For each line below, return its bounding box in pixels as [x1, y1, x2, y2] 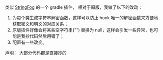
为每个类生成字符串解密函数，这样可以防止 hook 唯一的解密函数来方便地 [12, 15, 159, 21]
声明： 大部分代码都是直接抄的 [5, 50, 67, 56]
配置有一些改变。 [12, 39, 47, 45]
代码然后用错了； [29, 33, 64, 39]
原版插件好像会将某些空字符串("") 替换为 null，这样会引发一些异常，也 [12, 27, 154, 33]
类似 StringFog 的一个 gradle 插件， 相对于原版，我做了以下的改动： [5, 4, 143, 10]
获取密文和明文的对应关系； [12, 21, 69, 27]
